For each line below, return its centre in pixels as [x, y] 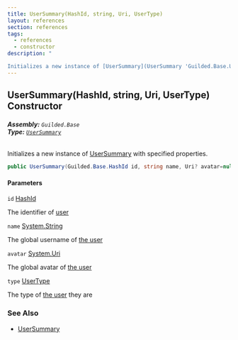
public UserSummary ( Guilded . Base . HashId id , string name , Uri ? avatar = [115, 167]
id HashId [22, 199]
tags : [15, 34]
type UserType [29, 281]
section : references [38, 27]
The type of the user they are [50, 295]
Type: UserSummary [34, 131]
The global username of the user [55, 240]
